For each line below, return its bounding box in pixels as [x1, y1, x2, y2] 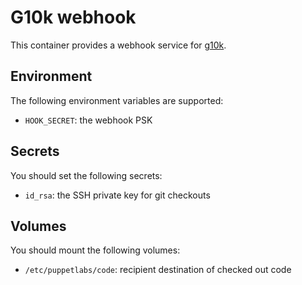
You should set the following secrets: [10, 169, 163, 181]
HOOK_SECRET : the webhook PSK [24, 114, 153, 126]
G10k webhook [10, 6, 137, 29]
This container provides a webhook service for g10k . [10, 39, 227, 51]
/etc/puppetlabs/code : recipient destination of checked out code [24, 264, 292, 276]
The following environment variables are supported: [10, 94, 224, 106]
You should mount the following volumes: [10, 244, 181, 256]
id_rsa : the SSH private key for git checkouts [24, 189, 211, 201]
